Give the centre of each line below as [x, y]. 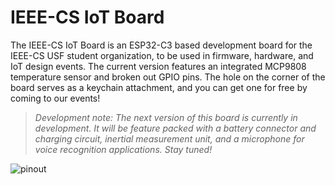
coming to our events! [55, 98]
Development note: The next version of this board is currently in [166, 117]
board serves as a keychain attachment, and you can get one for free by [159, 87]
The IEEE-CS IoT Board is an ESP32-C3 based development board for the [161, 45]
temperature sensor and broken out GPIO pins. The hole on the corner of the [168, 77]
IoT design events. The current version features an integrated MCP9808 [158, 66]
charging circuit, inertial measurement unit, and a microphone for [169, 138]
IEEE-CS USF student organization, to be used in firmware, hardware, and [162, 55]
